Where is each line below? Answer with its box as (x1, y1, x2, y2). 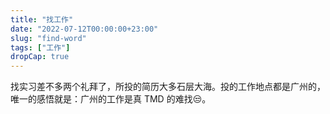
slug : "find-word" (10, 33, 87, 43)
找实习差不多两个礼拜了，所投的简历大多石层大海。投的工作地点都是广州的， (10, 81, 326, 93)
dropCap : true (10, 52, 70, 62)
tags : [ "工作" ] (10, 42, 71, 53)
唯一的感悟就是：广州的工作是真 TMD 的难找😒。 (10, 93, 212, 105)
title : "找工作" (10, 14, 74, 25)
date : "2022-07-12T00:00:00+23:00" (10, 24, 159, 34)
